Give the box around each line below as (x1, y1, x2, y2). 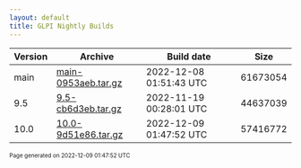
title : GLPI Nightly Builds (9, 22, 115, 31)
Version (13, 50, 48, 63)
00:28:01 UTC (146, 102, 208, 115)
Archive (79, 50, 115, 63)
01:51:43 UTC (146, 76, 208, 89)
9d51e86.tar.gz (56, 128, 124, 140)
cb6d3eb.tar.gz (56, 102, 123, 115)
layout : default (9, 13, 70, 22)
